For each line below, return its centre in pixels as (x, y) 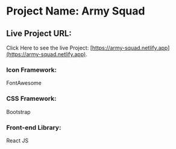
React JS (17, 141)
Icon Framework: (32, 69)
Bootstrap (19, 112)
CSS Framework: (31, 99)
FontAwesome (24, 83)
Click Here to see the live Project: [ (49, 48)
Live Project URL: (39, 33)
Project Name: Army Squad (76, 11)
